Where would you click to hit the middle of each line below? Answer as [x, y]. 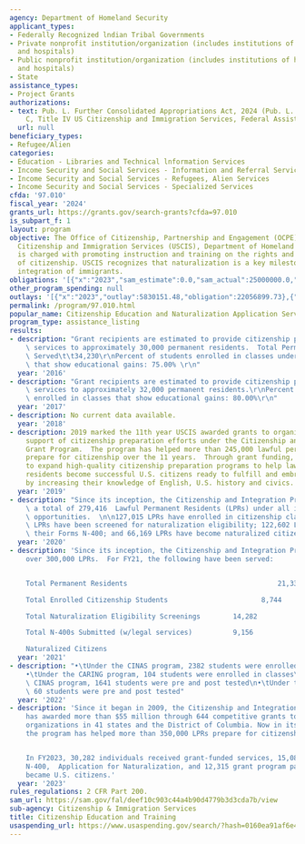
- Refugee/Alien [40, 145]
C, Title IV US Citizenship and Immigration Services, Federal [148, 119]
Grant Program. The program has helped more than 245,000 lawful [154, 449]
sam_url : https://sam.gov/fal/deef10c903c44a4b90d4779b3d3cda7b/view [144, 800]
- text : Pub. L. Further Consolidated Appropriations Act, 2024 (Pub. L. [152, 111]
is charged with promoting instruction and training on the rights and [156, 255]
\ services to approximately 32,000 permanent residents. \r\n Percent [160, 390]
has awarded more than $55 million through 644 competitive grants [156, 717]
